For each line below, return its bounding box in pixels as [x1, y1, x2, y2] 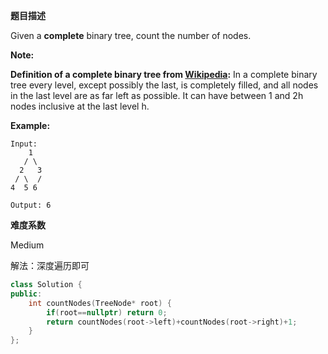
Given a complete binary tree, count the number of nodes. [10, 30, 252, 41]
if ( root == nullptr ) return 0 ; [46, 307, 168, 318]
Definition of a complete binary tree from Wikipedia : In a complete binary [10, 69, 318, 80]
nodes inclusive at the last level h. [10, 100, 150, 112]
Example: [10, 120, 51, 131]
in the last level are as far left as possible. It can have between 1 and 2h [10, 90, 304, 101]
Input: [10, 139, 38, 149]
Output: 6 [10, 200, 52, 210]
